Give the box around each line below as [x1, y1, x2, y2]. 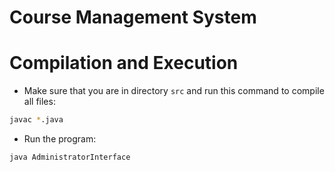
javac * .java [9, 115, 64, 125]
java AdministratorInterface [9, 152, 131, 162]
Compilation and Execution [9, 52, 239, 75]
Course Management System [9, 6, 257, 29]
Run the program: [23, 133, 97, 145]
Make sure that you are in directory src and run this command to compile [23, 85, 325, 97]
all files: [23, 96, 56, 108]
